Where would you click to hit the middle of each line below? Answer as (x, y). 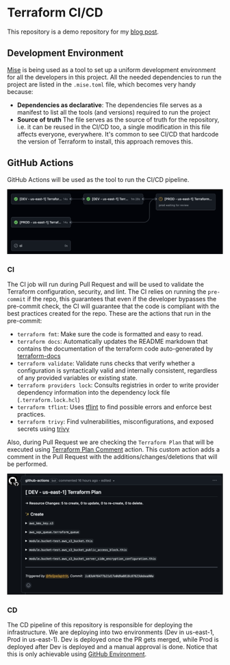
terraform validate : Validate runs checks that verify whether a (106, 363)
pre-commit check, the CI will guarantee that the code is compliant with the (113, 306)
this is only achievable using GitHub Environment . (77, 654)
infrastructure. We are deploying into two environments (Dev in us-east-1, (111, 632)
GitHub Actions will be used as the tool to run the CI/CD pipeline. (98, 179)
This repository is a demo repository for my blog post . (83, 32)
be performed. (27, 464)
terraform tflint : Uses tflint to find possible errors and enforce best (114, 407)
